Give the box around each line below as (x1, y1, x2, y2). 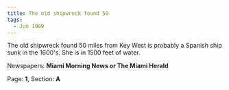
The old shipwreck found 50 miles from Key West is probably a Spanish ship (7, 42, 223, 50)
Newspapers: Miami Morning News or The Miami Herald (7, 62, 169, 70)
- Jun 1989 (13, 22, 45, 29)
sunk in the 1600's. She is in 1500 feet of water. (7, 48, 141, 57)
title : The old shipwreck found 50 (7, 10, 109, 17)
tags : (7, 16, 23, 23)
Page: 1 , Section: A (7, 75, 60, 83)
